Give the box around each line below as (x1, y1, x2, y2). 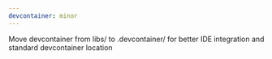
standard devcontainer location (8, 42, 113, 53)
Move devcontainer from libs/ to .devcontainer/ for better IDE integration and (8, 34, 265, 44)
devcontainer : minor (8, 11, 79, 20)
